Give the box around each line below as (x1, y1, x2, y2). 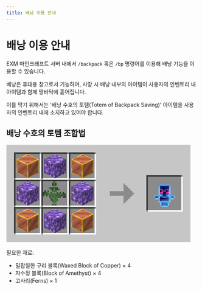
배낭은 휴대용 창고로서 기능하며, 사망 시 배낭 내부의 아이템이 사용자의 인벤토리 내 (6, 80, 197, 88)
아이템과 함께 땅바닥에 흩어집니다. (6, 88, 86, 95)
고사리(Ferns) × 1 (15, 277, 57, 285)
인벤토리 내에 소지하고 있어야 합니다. (17, 108, 104, 116)
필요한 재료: (6, 249, 35, 257)
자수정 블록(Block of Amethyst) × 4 (15, 269, 102, 277)
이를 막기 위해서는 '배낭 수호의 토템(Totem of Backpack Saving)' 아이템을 (6, 101, 183, 108)
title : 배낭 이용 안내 (6, 10, 57, 16)
